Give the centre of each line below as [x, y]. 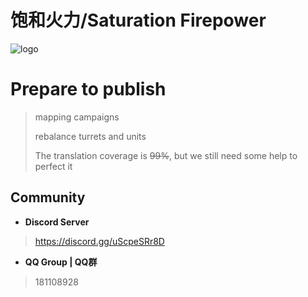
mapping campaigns [77, 117]
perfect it [53, 166]
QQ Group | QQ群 [61, 262]
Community [48, 197]
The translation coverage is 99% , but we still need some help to [166, 155]
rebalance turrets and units [90, 136]
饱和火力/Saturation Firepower [138, 20]
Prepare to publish [88, 89]
